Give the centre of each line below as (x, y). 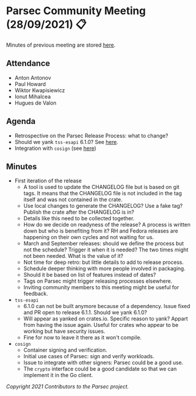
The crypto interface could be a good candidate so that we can (100, 369)
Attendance (28, 63)
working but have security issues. (64, 331)
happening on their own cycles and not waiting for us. (89, 237)
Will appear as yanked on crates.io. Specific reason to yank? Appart (106, 319)
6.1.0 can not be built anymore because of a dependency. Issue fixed (107, 306)
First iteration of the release (48, 181)
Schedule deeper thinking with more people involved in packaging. (104, 269)
